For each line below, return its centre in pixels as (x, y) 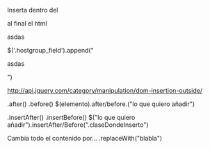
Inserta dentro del (33, 10)
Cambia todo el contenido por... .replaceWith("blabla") (85, 138)
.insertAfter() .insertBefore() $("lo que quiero (71, 117)
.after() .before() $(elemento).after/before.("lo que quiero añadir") (101, 104)
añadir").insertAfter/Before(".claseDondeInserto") (78, 125)
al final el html (27, 23)
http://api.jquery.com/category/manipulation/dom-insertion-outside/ (105, 90)
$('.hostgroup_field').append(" (50, 50)
